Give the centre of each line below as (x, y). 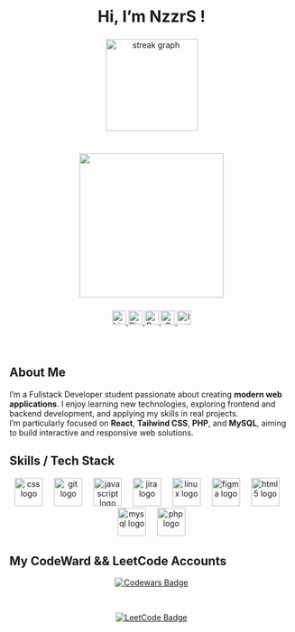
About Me (37, 373)
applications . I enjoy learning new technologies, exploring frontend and (143, 404)
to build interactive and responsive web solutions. (101, 432)
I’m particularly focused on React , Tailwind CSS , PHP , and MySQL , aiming (148, 423)
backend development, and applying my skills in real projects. (124, 413)
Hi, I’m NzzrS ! (152, 17)
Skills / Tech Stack (62, 461)
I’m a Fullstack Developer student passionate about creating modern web (146, 394)
